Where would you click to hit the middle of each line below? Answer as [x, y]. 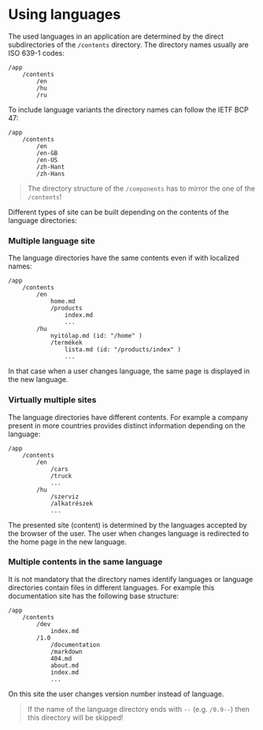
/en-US [47, 160]
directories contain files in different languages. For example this [111, 587]
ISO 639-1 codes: [37, 53]
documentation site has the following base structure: [94, 595]
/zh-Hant [51, 167]
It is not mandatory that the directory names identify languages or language [131, 579]
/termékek [66, 343]
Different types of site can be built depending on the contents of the [119, 212]
